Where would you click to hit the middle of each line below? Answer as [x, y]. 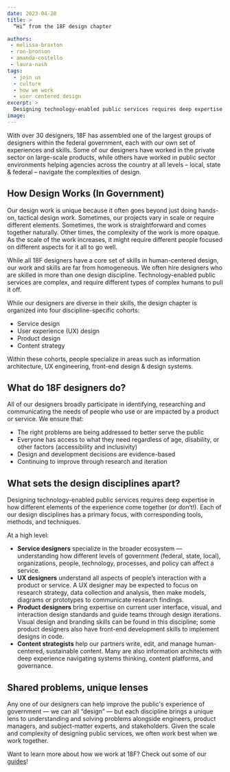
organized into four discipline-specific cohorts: [73, 310]
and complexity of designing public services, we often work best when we [112, 733]
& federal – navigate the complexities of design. [74, 172]
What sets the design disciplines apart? [94, 483]
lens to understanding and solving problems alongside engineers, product [112, 719]
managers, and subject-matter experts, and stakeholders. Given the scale [111, 726]
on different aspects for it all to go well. [62, 247]
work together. [28, 741]
